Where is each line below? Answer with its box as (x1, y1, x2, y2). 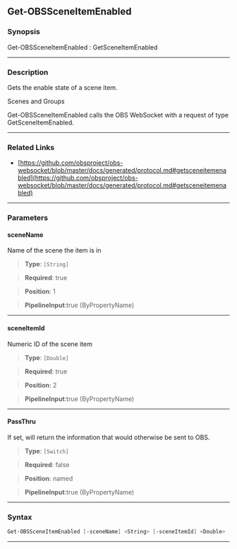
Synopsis (7, 27, 40, 37)
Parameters (7, 213, 48, 223)
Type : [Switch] (24, 446, 69, 455)
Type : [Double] (24, 353, 69, 362)
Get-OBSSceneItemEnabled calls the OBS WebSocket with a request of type (7, 110, 229, 119)
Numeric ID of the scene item (7, 340, 93, 348)
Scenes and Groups (7, 97, 65, 105)
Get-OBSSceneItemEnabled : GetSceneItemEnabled (7, 42, 158, 52)
